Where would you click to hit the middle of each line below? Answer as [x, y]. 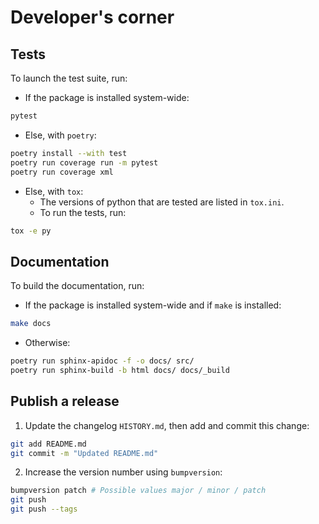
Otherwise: [47, 343]
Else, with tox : [54, 191]
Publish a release [65, 401]
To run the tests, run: [83, 212]
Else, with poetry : [60, 135]
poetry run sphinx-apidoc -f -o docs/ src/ [102, 361]
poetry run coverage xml [62, 172]
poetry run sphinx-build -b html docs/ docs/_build [120, 370]
